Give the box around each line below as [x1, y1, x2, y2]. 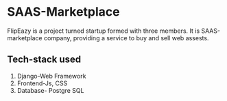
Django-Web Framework [16, 72, 86, 80]
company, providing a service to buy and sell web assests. [43, 33, 209, 42]
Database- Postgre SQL [16, 86, 84, 94]
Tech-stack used [7, 54, 81, 66]
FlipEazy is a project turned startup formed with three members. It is [7, 27, 200, 35]
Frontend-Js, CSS [16, 79, 68, 87]
